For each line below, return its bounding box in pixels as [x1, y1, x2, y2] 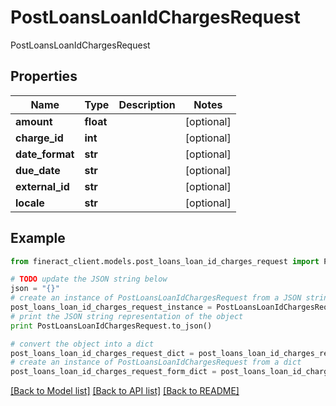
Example [10, 230, 66, 247]
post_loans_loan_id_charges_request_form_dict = [10, 367, 217, 377]
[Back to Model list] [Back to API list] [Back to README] [10, 385, 240, 397]
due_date [15, 163, 61, 177]
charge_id [15, 131, 64, 145]
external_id [15, 179, 70, 193]
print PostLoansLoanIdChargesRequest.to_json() [10, 321, 213, 331]
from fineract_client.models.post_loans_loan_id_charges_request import [10, 256, 320, 266]
